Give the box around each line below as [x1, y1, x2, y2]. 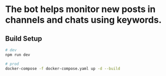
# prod [5, 61, 19, 66]
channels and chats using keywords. [5, 14, 162, 26]
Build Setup [5, 34, 42, 43]
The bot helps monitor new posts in [5, 4, 156, 15]
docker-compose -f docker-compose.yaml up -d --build [5, 66, 121, 71]
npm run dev [5, 52, 30, 57]
